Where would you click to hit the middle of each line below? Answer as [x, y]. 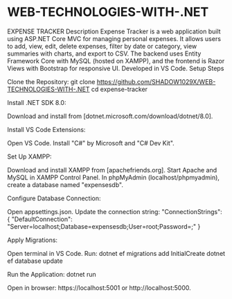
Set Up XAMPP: [29, 156]
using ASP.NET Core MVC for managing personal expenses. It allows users [114, 38]
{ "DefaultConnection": [40, 219]
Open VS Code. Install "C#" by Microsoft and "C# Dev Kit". [91, 143]
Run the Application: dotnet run [52, 274]
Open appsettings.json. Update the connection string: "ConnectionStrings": [115, 211]
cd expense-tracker [119, 89]
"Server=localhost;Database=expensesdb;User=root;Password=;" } [104, 226]
